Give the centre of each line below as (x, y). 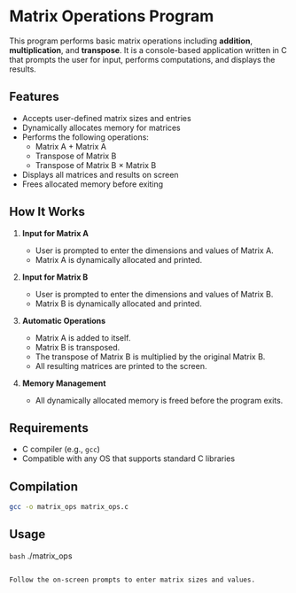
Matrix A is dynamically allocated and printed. (118, 259)
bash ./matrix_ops (41, 556)
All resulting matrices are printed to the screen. (121, 366)
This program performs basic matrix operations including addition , (131, 41)
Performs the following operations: (85, 137)
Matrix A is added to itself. (83, 337)
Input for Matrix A (55, 233)
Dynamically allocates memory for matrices (101, 127)
